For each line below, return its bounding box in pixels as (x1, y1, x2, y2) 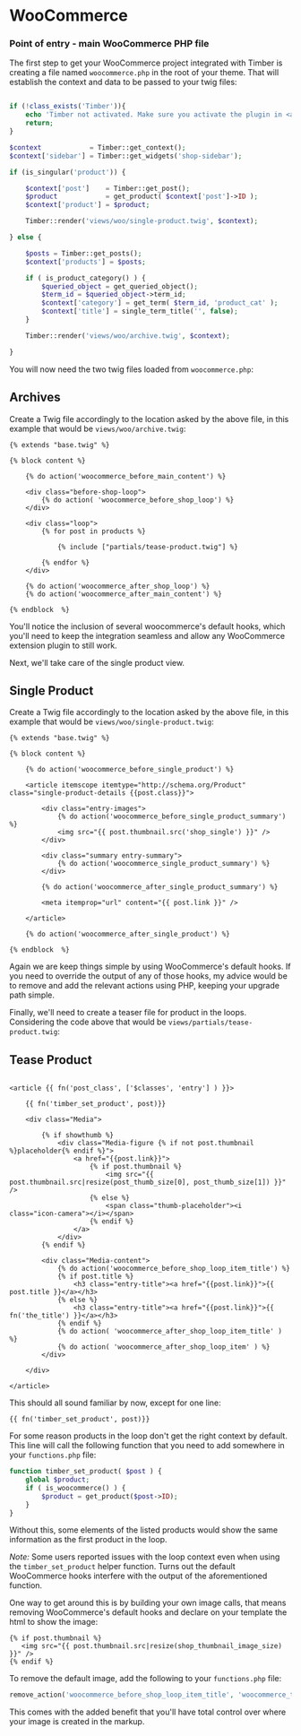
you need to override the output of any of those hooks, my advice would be (9, 971, 288, 981)
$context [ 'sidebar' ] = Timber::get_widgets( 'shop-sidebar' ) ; (9, 151, 243, 160)
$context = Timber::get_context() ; (9, 143, 186, 152)
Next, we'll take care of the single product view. (9, 657, 185, 668)
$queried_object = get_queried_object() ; (41, 281, 199, 291)
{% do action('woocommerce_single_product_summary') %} (56, 859, 271, 868)
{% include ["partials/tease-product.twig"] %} (56, 542, 239, 551)
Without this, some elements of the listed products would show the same (9, 1524, 279, 1535)
